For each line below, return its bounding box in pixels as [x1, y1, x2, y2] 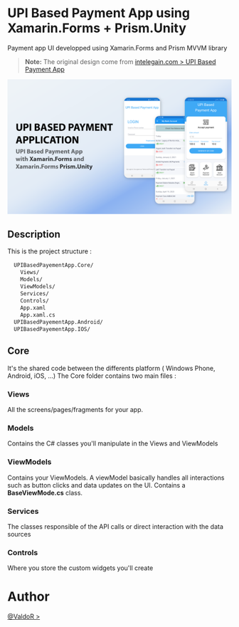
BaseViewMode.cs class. [7, 488, 83, 497]
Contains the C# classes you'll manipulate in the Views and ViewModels [7, 439, 218, 448]
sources [7, 529, 31, 538]
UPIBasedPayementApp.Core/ [14, 261, 94, 268]
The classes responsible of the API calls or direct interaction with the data [7, 522, 224, 531]
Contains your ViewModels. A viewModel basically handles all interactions [7, 473, 225, 482]
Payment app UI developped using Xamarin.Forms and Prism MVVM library [7, 43, 228, 52]
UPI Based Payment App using [7, 5, 191, 21]
